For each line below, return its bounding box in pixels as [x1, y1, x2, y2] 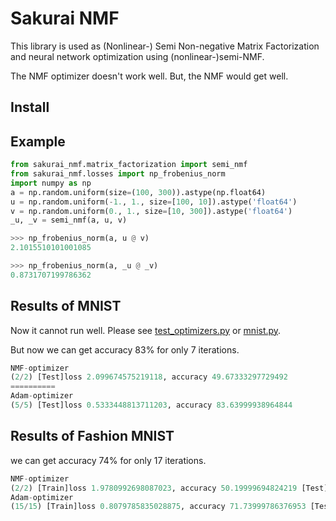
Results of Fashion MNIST [10, 428, 175, 445]
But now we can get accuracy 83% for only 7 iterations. [10, 343, 240, 356]
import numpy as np [10, 178, 92, 188]
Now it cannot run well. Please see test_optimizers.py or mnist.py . [10, 324, 282, 336]
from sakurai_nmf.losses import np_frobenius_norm [10, 169, 226, 179]
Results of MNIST [10, 298, 122, 315]
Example [10, 133, 66, 150]
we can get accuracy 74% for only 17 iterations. [10, 454, 207, 466]
